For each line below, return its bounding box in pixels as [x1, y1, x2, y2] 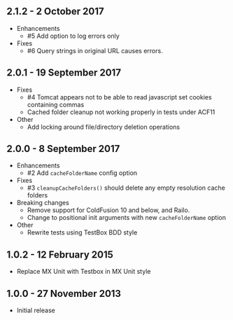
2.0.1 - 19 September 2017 [6, 67, 122, 79]
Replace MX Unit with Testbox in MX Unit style [16, 267, 151, 276]
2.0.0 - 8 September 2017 [6, 143, 120, 155]
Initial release [16, 306, 55, 314]
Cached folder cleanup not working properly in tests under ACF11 [27, 108, 216, 116]
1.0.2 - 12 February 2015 [6, 249, 113, 260]
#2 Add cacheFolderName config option [27, 169, 138, 177]
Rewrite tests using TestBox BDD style [27, 228, 138, 237]
